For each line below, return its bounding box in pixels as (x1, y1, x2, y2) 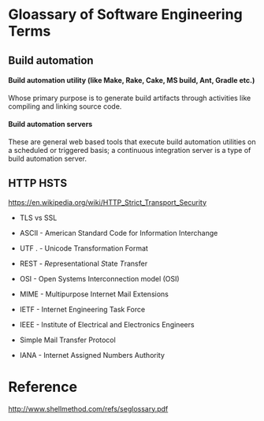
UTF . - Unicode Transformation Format (19, 243, 148, 253)
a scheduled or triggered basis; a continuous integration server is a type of (8, 145, 251, 155)
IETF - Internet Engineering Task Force (19, 304, 146, 314)
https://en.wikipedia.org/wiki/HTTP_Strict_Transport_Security (8, 197, 207, 207)
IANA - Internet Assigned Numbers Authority (19, 350, 165, 360)
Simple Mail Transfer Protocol (19, 335, 116, 345)
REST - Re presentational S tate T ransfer (19, 259, 148, 268)
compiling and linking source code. (8, 101, 122, 111)
